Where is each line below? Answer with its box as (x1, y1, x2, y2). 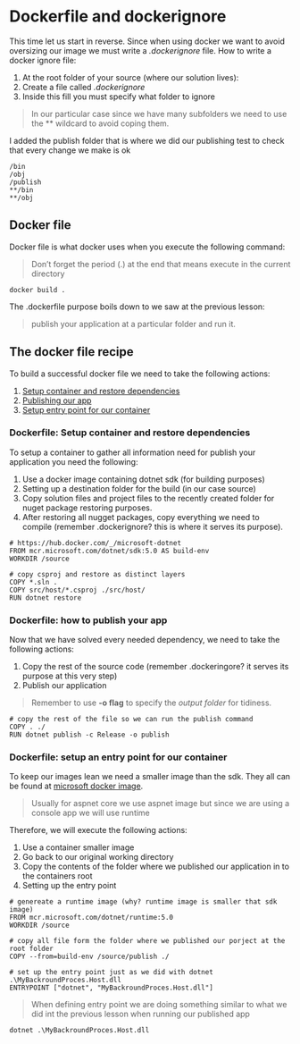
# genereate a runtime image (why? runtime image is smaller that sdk (9, 897, 278, 906)
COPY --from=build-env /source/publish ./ (9, 952, 170, 962)
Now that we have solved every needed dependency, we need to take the (9, 635, 280, 645)
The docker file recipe (9, 344, 134, 359)
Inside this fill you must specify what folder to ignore (21, 91, 216, 102)
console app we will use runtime (30, 807, 150, 819)
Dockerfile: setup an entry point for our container (9, 751, 228, 763)
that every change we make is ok (9, 145, 131, 156)
